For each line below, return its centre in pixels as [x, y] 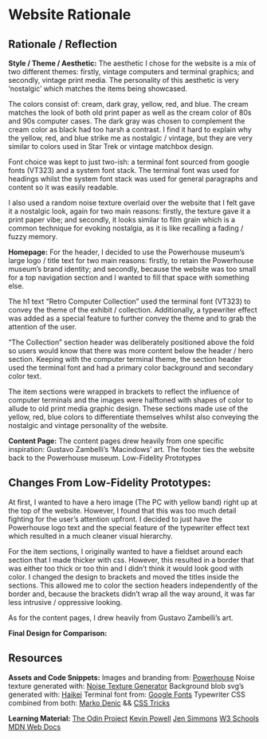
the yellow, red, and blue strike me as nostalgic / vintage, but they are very [131, 138]
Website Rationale [70, 15]
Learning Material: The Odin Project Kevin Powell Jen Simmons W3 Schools [133, 718]
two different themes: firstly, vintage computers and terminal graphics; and [131, 72]
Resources [35, 658]
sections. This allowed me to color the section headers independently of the [133, 585]
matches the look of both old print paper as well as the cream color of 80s [130, 112]
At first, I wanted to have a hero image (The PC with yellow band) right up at [133, 502]
